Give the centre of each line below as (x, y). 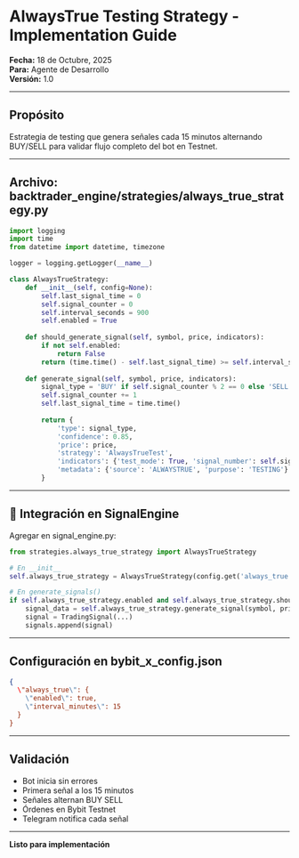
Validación (39, 760)
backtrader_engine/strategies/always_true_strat (147, 196)
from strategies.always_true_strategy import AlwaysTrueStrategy (133, 552)
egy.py (29, 210)
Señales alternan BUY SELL (73, 799)
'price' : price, (87, 445)
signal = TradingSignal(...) (79, 617)
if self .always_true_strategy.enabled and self (99, 601)
